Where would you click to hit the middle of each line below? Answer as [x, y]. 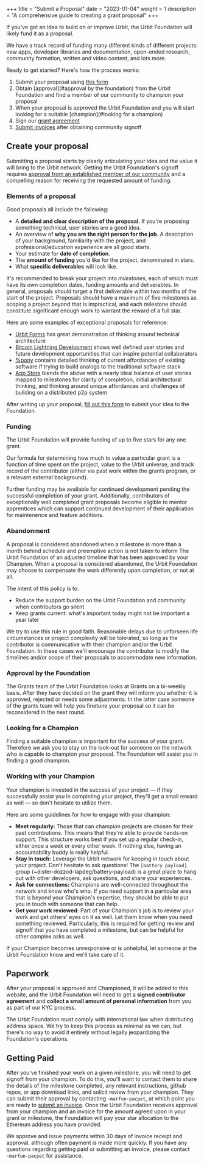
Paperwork [28, 973]
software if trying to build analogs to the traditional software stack [98, 367]
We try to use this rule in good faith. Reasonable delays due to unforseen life [102, 631]
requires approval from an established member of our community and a [96, 174]
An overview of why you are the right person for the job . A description [104, 234]
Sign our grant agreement [47, 121]
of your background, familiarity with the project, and [80, 241]
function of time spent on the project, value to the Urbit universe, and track [100, 465]
